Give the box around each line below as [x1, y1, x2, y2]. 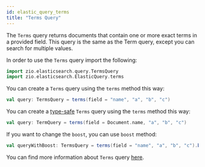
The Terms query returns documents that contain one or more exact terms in [6, 31, 197, 39]
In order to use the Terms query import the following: [6, 56, 137, 64]
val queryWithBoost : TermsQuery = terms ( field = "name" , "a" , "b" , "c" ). [6, 143, 198, 149]
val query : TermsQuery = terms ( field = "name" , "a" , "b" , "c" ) [6, 97, 171, 103]
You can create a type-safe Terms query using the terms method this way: [6, 108, 191, 115]
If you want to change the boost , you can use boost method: [6, 131, 157, 138]
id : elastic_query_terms [6, 9, 70, 15]
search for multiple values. [6, 44, 73, 52]
